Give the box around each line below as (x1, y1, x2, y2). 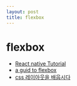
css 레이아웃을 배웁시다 (14, 73, 71, 81)
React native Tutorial (14, 60, 66, 67)
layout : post (6, 8, 39, 15)
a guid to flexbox (14, 67, 57, 74)
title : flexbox (6, 14, 45, 20)
